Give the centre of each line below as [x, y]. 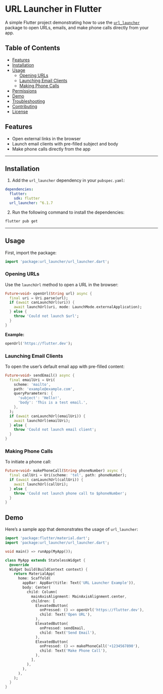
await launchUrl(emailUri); [42, 420]
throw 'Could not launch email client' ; [55, 430]
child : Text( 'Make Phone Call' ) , [73, 651]
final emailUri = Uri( [32, 380]
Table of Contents [33, 48]
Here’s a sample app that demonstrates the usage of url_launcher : [72, 530]
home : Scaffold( [34, 578]
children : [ [43, 601]
